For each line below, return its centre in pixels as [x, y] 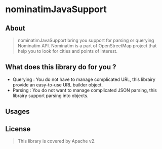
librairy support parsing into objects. [50, 96]
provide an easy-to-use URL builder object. [57, 84]
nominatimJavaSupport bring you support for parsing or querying [86, 40]
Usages [17, 112]
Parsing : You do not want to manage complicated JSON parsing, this [85, 90]
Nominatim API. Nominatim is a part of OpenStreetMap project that [87, 46]
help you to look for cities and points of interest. [68, 51]
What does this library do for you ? [61, 67]
